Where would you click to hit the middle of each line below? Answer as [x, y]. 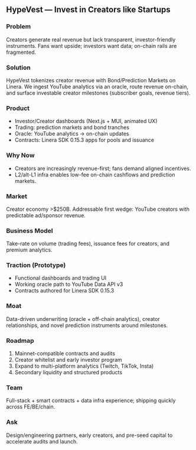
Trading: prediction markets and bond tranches [72, 127]
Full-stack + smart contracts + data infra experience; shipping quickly [91, 401]
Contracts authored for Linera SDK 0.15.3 [64, 291]
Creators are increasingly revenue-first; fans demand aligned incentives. [103, 168]
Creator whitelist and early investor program [68, 360]
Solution [19, 67]
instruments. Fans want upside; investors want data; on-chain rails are [92, 46]
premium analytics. [29, 250]
